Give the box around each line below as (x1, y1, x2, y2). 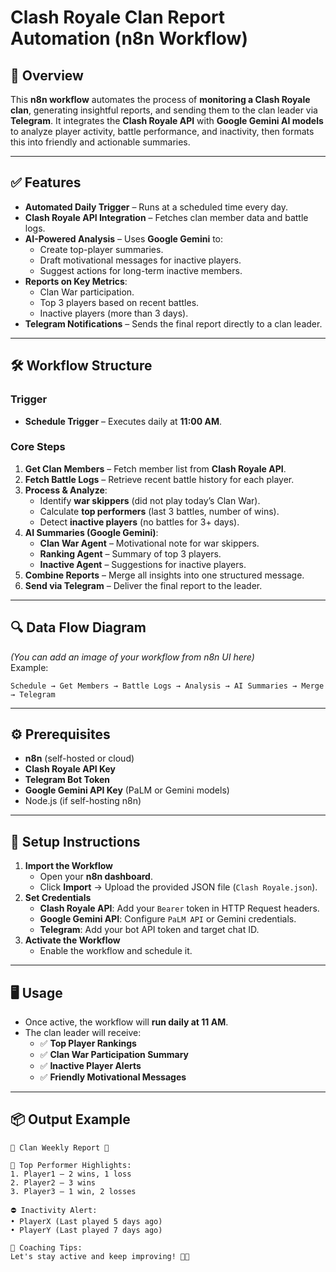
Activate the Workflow (24, 934, 121, 946)
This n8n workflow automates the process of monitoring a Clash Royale (10, 94, 311, 105)
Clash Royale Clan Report (10, 6, 226, 29)
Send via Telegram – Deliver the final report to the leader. (24, 579, 263, 591)
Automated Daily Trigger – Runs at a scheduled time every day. (24, 201, 288, 213)
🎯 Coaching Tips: (10, 1242, 83, 1253)
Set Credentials (24, 892, 92, 904)
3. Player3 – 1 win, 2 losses (10, 1186, 137, 1196)
